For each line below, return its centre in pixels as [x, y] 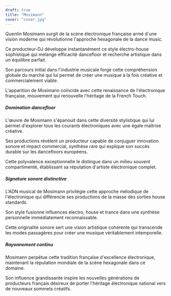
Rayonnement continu [29, 244]
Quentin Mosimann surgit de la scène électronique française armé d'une [81, 34]
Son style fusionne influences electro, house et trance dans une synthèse [82, 212]
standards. [17, 202]
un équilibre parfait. [26, 60]
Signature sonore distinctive [36, 179]
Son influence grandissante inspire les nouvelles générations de [73, 278]
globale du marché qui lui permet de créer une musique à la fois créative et [84, 75]
